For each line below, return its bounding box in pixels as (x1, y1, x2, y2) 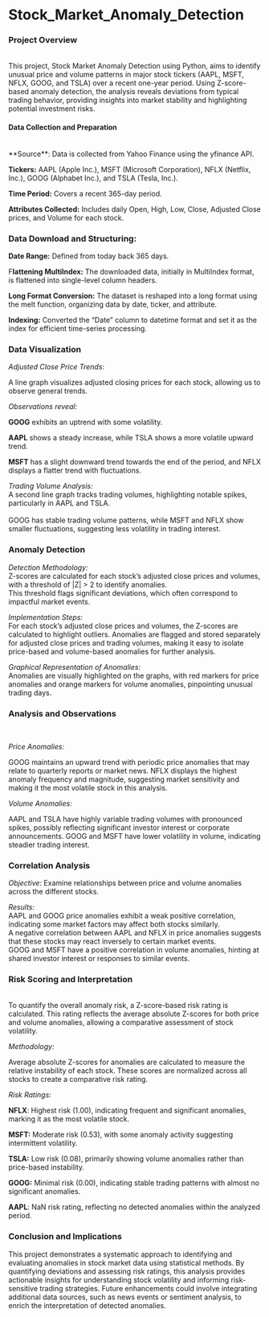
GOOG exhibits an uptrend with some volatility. (8, 417, 163, 427)
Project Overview (8, 35, 78, 46)
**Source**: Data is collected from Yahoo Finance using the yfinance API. (8, 149, 255, 159)
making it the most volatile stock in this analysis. (8, 782, 168, 792)
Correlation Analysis (8, 860, 91, 871)
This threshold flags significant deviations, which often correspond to (8, 588, 238, 597)
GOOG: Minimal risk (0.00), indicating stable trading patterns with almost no (8, 1178, 259, 1188)
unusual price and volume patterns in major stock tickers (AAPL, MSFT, (8, 70, 245, 80)
